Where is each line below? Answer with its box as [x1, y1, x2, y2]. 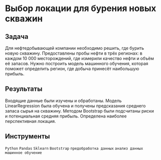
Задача [5, 32, 29, 41]
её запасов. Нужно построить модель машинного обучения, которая [5, 61, 148, 66]
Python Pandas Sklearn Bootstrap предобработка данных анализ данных [5, 146, 144, 151]
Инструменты [5, 132, 50, 141]
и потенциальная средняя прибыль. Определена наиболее [5, 113, 127, 119]
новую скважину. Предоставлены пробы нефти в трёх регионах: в [5, 50, 143, 56]
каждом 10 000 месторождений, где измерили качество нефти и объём [5, 56, 154, 61]
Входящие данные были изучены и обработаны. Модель [5, 98, 122, 103]
